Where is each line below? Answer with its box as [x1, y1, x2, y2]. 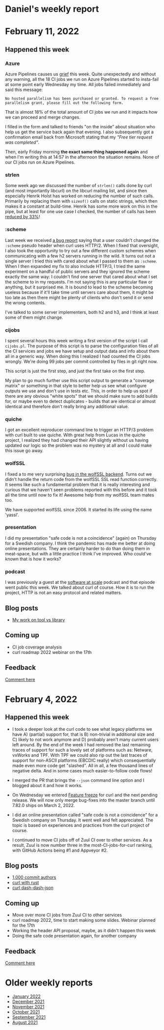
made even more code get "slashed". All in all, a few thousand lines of [12, 763, 153, 768]
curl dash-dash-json [12, 885, 54, 891]
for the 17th [12, 922, 35, 929]
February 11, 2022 [5, 26, 79, 37]
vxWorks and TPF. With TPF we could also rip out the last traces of [12, 752, 148, 758]
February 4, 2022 [5, 694, 77, 705]
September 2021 [12, 1014, 46, 1020]
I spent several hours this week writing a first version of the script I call [5, 337, 148, 343]
